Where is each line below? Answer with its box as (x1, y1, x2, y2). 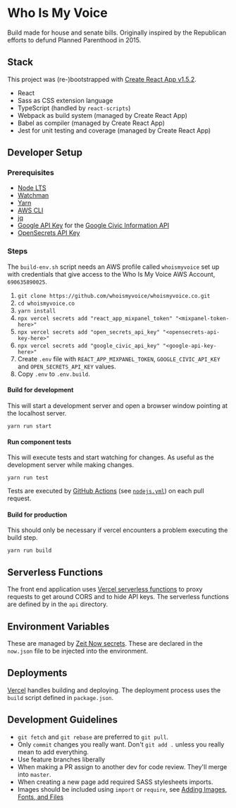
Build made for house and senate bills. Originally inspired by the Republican (7, 28, 227, 37)
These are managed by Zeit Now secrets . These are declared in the (7, 639, 203, 647)
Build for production (7, 510, 68, 519)
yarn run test (7, 474, 49, 481)
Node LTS (17, 183, 46, 192)
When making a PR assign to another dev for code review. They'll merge (17, 762, 228, 771)
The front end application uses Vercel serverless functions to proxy (7, 585, 203, 593)
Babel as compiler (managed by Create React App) (17, 119, 166, 127)
